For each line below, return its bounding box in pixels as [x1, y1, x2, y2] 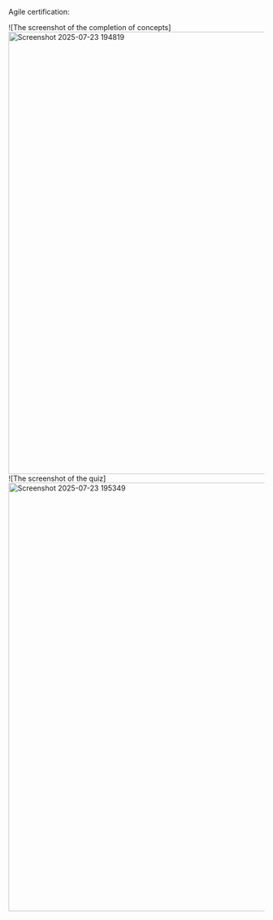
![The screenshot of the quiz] [8, 473, 106, 483]
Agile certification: [8, 7, 70, 16]
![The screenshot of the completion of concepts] [8, 23, 171, 32]
